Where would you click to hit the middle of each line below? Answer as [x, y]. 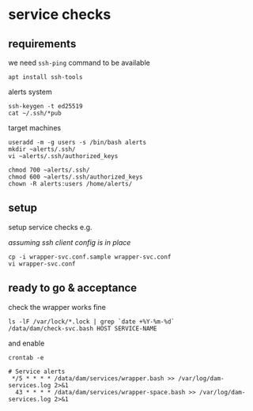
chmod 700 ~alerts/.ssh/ [49, 170]
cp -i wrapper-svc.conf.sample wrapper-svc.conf [90, 257]
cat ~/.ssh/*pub [35, 113]
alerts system [30, 92]
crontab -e [26, 357]
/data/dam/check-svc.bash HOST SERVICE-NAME [83, 328]
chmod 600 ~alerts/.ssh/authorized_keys [76, 177]
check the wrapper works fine [57, 307]
